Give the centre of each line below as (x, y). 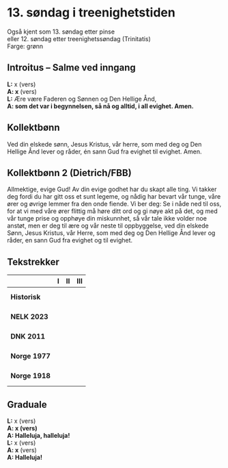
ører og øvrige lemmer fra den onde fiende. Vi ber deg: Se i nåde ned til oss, (114, 204)
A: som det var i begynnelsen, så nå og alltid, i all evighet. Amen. (100, 106)
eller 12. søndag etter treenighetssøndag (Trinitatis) (79, 38)
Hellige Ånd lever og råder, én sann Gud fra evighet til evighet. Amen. (104, 151)
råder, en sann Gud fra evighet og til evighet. (70, 241)
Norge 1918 (31, 376)
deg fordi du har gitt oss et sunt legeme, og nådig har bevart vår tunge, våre (114, 197)
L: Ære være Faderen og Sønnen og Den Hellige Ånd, (82, 99)
